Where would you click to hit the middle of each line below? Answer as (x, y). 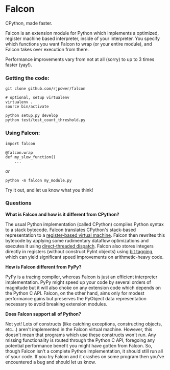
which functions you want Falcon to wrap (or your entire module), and (79, 44)
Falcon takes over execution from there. (47, 49)
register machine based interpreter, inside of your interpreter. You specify (82, 38)
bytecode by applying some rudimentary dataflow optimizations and (77, 240)
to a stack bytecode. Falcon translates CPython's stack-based (71, 230)
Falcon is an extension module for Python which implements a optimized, (82, 33)
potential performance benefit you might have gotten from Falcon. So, (79, 345)
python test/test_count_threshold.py (45, 120)
